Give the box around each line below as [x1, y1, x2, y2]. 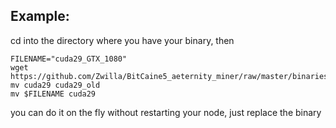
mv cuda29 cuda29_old [10, 80, 101, 90]
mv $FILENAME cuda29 [10, 89, 97, 99]
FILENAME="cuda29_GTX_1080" [10, 54, 128, 64]
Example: [10, 8, 70, 25]
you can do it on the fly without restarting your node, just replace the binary [10, 106, 322, 118]
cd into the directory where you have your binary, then [10, 34, 235, 46]
